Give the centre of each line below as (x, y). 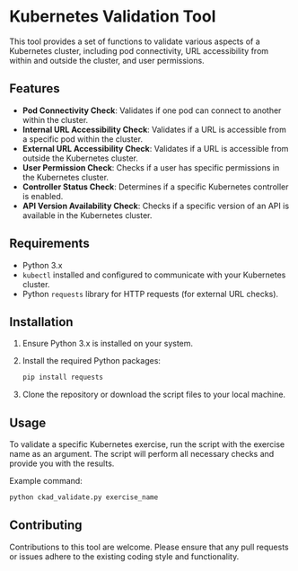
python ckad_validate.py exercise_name (84, 497)
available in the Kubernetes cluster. (87, 215)
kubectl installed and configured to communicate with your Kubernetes (154, 275)
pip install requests (62, 378)
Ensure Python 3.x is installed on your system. (108, 344)
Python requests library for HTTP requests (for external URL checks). (150, 294)
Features (35, 88)
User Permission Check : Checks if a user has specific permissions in (151, 167)
